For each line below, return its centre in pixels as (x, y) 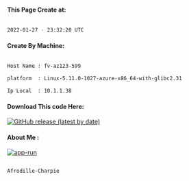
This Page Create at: (37, 10)
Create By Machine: (36, 45)
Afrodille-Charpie (33, 171)
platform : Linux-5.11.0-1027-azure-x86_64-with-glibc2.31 (95, 79)
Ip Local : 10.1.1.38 (39, 91)
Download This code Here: (46, 106)
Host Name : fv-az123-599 (44, 66)
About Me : (23, 137)
